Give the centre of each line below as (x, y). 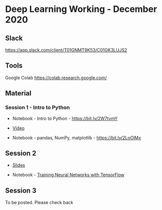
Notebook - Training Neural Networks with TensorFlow (68, 175)
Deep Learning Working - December (81, 9)
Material (18, 93)
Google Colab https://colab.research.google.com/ (56, 78)
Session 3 (21, 190)
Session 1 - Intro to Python (38, 107)
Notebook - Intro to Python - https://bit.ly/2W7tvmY (65, 118)
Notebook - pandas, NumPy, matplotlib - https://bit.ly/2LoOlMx (77, 137)
